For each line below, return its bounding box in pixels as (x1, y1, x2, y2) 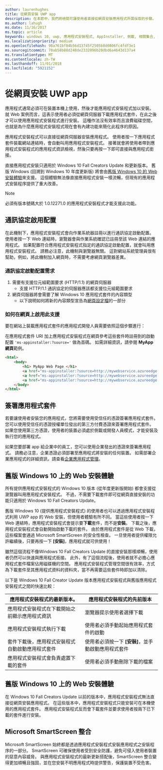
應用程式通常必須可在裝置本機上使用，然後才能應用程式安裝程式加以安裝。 (5, 105, 154, 111)
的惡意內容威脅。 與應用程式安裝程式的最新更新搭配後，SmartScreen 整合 (5, 753, 153, 759)
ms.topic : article (5, 30, 42, 35)
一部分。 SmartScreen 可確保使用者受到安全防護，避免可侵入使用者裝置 (13, 747, 157, 753)
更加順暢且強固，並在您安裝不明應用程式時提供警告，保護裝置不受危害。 (9, 759, 154, 766)
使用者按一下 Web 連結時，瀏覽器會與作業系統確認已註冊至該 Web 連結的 (5, 236, 151, 242)
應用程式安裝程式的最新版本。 (9, 596, 78, 603)
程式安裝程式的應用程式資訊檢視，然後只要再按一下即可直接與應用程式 (9, 146, 149, 152)
